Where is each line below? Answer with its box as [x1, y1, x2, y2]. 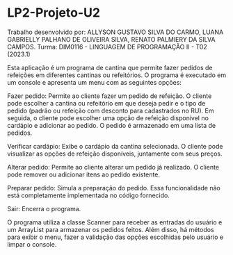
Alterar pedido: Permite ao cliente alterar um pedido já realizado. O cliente [7, 163, 220, 171]
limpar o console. [7, 240, 57, 248]
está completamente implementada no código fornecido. [7, 191, 170, 199]
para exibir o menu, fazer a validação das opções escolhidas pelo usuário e [7, 233, 224, 241]
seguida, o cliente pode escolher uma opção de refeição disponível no [7, 113, 209, 122]
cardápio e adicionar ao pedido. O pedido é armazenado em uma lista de [7, 121, 216, 129]
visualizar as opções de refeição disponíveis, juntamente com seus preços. [7, 149, 223, 158]
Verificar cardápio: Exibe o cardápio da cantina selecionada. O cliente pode [7, 142, 223, 150]
